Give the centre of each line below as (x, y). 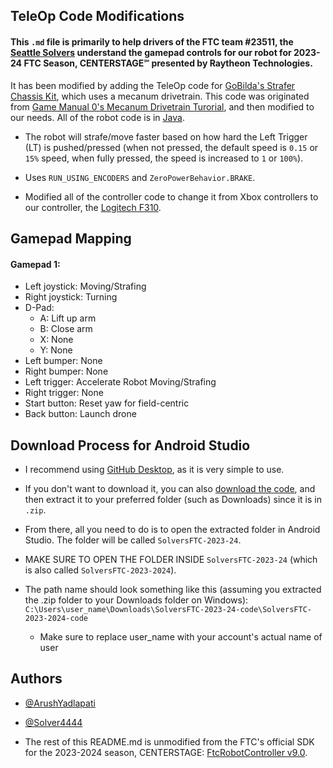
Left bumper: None (63, 361)
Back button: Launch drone (80, 414)
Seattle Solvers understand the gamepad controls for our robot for (151, 52)
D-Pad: (39, 308)
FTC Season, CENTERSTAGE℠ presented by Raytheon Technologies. (168, 63)
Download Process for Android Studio (130, 445)
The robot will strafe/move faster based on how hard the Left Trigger (166, 136)
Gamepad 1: (35, 264)
